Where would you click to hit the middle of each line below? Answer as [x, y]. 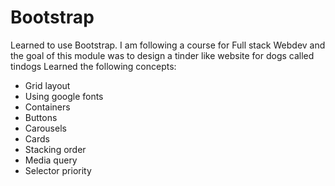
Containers [47, 107]
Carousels [45, 128]
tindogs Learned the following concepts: [93, 66]
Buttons [41, 117]
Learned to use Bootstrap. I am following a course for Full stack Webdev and [168, 45]
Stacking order [55, 149]
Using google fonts [64, 96]
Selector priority [58, 170]
